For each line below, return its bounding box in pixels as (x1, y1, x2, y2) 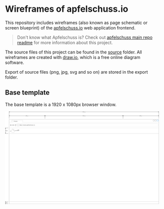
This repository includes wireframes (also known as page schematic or (5, 20, 148, 26)
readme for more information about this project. (17, 39, 113, 45)
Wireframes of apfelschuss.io (5, 3, 128, 15)
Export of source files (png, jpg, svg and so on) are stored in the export (5, 69, 148, 75)
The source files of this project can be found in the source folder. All (5, 49, 143, 55)
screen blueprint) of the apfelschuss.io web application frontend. (5, 25, 136, 30)
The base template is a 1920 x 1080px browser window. (5, 102, 117, 107)
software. (5, 59, 24, 65)
